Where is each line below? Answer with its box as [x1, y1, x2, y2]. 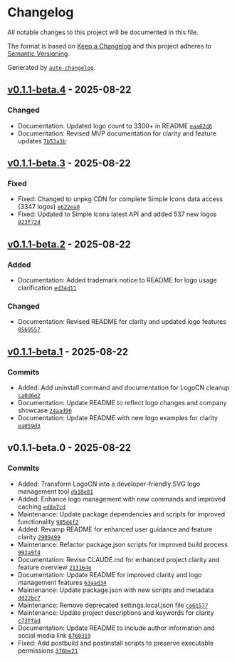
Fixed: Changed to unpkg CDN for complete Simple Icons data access [17, 195, 223, 203]
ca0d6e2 [17, 392, 41, 399]
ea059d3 [17, 422, 41, 429]
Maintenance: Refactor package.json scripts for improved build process [17, 540, 228, 549]
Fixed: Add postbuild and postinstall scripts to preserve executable [17, 638, 214, 647]
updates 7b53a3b [17, 136, 66, 145]
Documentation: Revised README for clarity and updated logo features [17, 317, 226, 326]
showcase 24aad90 [17, 406, 73, 414]
